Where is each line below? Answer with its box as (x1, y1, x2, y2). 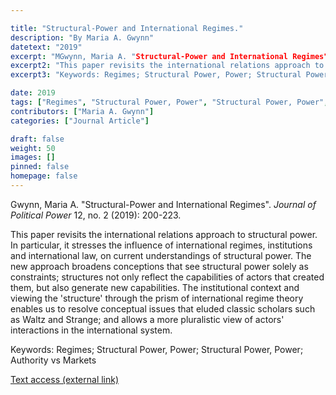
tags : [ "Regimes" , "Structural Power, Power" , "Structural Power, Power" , (10, 97, 329, 107)
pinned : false (10, 162, 70, 172)
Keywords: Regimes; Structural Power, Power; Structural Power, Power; (10, 343, 304, 355)
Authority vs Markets (10, 354, 97, 366)
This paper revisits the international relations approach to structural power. (10, 228, 318, 240)
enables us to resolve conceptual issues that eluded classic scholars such (10, 302, 316, 315)
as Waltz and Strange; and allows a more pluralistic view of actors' (10, 313, 285, 325)
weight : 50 (10, 143, 56, 153)
